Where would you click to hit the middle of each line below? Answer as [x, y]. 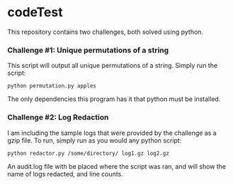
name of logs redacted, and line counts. [66, 174]
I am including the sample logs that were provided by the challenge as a [112, 133]
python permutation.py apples [52, 86]
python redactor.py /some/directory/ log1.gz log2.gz [89, 153]
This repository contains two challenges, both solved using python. [106, 32]
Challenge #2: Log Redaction [58, 117]
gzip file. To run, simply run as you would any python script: [95, 140]
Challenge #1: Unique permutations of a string [88, 50]
